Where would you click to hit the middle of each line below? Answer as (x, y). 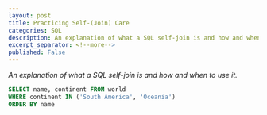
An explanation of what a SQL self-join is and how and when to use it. (123, 75)
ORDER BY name (32, 104)
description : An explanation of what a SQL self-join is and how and (126, 38)
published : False (37, 52)
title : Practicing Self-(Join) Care (69, 23)
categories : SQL (35, 30)
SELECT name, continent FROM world (67, 90)
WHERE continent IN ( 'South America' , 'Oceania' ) (92, 97)
